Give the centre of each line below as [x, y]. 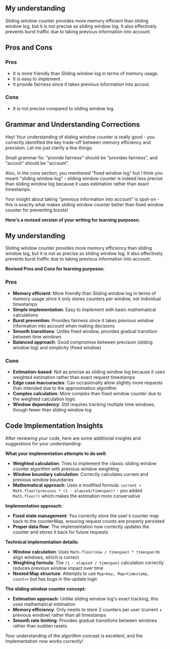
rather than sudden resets [40, 626]
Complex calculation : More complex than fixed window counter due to [87, 394]
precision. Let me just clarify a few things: [49, 148]
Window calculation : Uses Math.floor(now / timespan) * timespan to [86, 551]
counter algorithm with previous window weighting [66, 469]
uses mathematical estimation [44, 604]
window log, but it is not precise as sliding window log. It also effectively [81, 26]
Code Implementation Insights [54, 426]
